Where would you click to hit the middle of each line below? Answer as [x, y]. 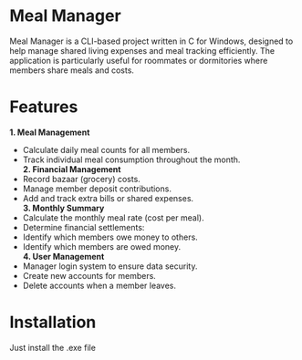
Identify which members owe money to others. [110, 237]
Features [44, 107]
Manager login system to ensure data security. [110, 266]
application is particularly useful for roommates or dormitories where [139, 60]
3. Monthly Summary [63, 208]
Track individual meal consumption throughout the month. [131, 159]
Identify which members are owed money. [102, 246]
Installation [53, 322]
